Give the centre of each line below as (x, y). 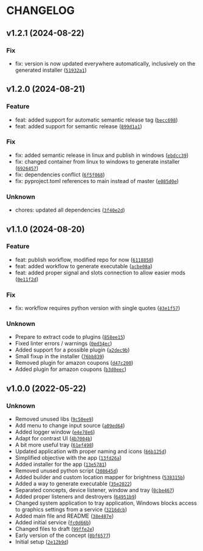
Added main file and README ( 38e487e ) (64, 516)
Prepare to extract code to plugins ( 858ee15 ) (70, 337)
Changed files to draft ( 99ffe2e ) (55, 529)
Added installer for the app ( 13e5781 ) (61, 464)
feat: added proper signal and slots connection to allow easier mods (100, 272)
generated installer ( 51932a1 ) (51, 70)
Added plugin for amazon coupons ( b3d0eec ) (71, 369)
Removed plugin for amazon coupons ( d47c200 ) (74, 363)
